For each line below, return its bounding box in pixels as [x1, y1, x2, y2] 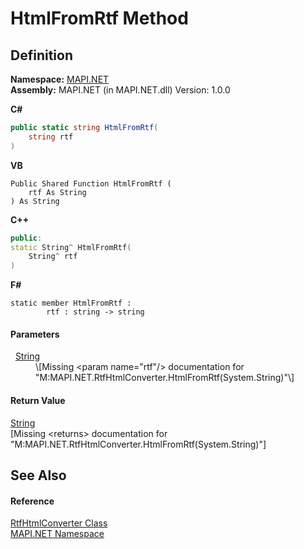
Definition [10, 47, 73, 64]
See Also [10, 467, 67, 484]
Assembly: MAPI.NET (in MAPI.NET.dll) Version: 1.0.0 [10, 84, 231, 96]
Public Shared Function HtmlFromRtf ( [10, 178, 172, 189]
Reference [10, 495, 55, 507]
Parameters [10, 328, 60, 340]
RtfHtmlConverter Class [10, 517, 108, 529]
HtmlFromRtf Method [10, 7, 189, 30]
